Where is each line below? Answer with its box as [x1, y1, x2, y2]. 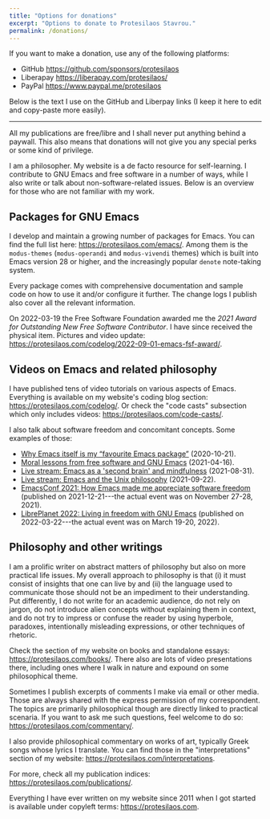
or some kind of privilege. [9, 145, 95, 155]
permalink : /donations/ [9, 26, 89, 35]
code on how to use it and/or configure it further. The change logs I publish [9, 290, 257, 299]
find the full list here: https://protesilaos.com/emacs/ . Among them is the [9, 240, 248, 250]
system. [9, 266, 35, 275]
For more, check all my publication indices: [9, 768, 151, 779]
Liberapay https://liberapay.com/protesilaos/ [20, 73, 168, 83]
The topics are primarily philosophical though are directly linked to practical [9, 703, 259, 713]
